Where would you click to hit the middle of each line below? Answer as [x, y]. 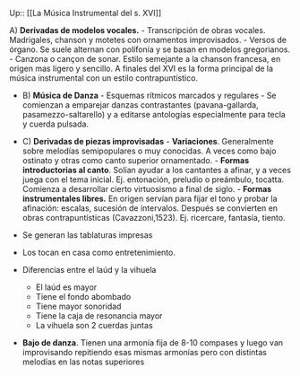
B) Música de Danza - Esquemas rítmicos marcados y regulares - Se [149, 95]
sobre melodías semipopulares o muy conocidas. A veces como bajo [149, 151]
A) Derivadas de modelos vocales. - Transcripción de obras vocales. [137, 30]
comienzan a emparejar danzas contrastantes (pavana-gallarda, [140, 105]
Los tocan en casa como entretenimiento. [99, 252]
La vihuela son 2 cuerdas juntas [94, 325]
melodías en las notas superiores [83, 362]
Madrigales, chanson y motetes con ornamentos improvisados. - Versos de [148, 40]
